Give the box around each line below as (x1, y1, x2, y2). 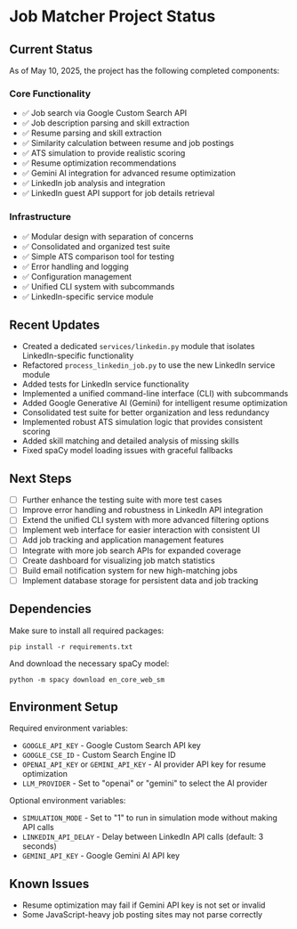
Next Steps (9, 470, 72, 486)
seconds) (21, 841, 58, 852)
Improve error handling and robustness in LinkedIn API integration (21, 505, 264, 516)
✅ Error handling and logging (21, 261, 129, 272)
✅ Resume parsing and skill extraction (21, 127, 162, 139)
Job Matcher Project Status (9, 6, 216, 27)
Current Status (9, 42, 93, 57)
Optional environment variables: (9, 795, 126, 806)
